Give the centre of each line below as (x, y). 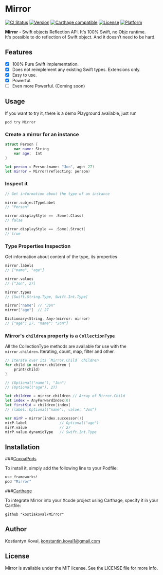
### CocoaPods (21, 459)
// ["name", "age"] (25, 270)
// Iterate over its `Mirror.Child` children (52, 361)
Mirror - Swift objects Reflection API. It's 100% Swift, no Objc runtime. (75, 32)
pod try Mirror (20, 122)
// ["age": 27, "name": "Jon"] (37, 323)
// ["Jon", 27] (20, 283)
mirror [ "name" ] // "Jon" (30, 305)
